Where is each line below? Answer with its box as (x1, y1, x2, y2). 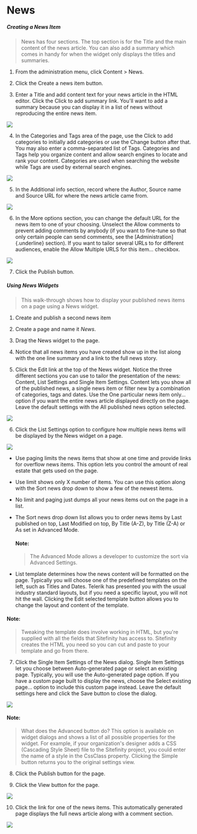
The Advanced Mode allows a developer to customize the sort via (29, 553, 189, 560)
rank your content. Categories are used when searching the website (15, 157, 180, 165)
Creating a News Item (6, 23, 61, 30)
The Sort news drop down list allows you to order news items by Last (15, 514, 182, 521)
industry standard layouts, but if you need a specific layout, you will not (15, 589, 188, 596)
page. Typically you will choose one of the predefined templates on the (15, 577, 187, 584)
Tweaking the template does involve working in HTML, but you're (21, 628, 179, 635)
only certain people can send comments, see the (15, 233, 134, 241)
